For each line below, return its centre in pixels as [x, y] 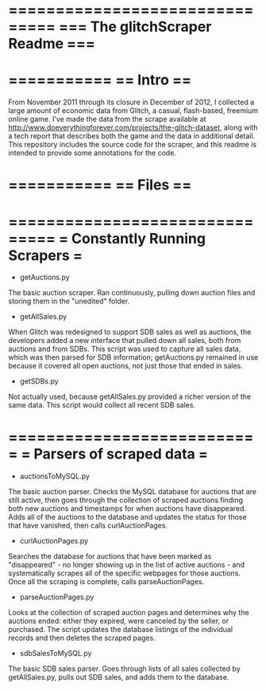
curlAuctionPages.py [54, 541]
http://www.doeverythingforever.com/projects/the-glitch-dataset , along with [133, 127]
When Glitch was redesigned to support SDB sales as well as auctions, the [130, 332]
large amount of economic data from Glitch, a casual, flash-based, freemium [133, 111]
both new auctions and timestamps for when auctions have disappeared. [127, 509]
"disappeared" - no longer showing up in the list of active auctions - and [126, 565]
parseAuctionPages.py [57, 597]
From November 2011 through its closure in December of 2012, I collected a [131, 102]
